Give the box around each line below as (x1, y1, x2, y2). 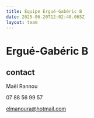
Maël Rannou (6, 83, 38, 90)
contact (6, 67, 35, 77)
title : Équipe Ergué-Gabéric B (6, 8, 82, 15)
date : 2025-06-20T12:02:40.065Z (6, 14, 85, 20)
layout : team (6, 19, 38, 25)
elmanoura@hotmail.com (6, 105, 67, 112)
